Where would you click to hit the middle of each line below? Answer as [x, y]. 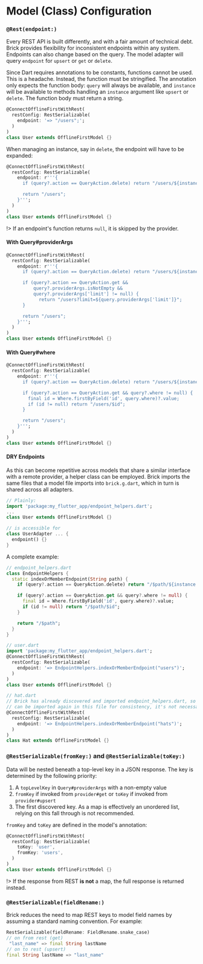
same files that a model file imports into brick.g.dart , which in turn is [93, 483]
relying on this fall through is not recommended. [75, 813]
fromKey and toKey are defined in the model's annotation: [77, 825]
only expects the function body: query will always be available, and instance [101, 85]
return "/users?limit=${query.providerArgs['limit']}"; [110, 299]
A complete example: [33, 557]
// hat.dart [21, 696]
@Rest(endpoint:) [32, 29]
